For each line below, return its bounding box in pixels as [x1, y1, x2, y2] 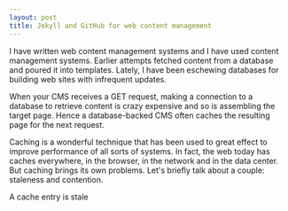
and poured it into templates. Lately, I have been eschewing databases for [9, 64, 279, 75]
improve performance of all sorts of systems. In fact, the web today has [9, 145, 270, 156]
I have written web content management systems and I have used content [9, 45, 279, 56]
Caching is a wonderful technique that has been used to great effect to [9, 137, 268, 147]
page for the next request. [9, 119, 105, 129]
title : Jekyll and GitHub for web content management [9, 21, 213, 30]
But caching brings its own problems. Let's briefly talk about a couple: [9, 165, 265, 176]
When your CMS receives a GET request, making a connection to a [9, 90, 253, 102]
